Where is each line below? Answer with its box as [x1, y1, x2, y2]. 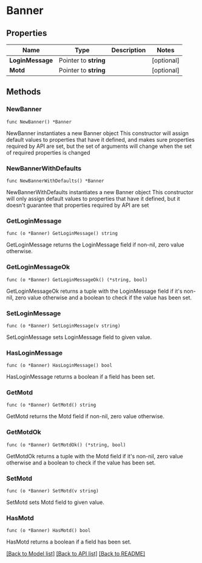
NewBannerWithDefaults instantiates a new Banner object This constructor [6, 188, 194, 195]
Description [111, 46, 146, 54]
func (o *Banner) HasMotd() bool [6, 528, 91, 534]
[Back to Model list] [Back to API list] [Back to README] [6, 550, 146, 558]
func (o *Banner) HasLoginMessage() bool [6, 363, 113, 369]
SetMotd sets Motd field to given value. [6, 498, 104, 506]
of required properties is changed [6, 149, 90, 156]
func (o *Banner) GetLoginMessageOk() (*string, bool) [6, 276, 148, 283]
